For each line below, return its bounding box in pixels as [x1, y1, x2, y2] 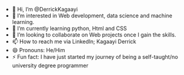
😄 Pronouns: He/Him [11, 47, 65, 53]
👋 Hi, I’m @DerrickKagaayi [11, 6, 78, 13]
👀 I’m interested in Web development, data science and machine [11, 12, 172, 19]
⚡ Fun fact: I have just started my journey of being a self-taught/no [11, 53, 179, 60]
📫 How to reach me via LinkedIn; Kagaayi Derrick [11, 38, 137, 45]
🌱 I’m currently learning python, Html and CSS [11, 25, 127, 32]
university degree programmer [11, 62, 89, 69]
